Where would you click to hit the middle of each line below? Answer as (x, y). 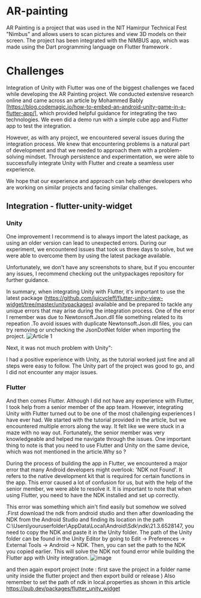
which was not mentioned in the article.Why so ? (66, 452)
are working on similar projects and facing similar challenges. (82, 187)
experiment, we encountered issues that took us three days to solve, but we (100, 249)
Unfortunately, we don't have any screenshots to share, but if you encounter (100, 267)
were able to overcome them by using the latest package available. (89, 256)
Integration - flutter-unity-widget (69, 206)
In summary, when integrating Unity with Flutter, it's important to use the (95, 292)
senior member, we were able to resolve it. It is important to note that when (99, 489)
